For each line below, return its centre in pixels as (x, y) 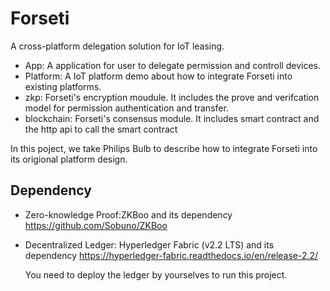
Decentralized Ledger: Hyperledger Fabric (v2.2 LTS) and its (149, 244)
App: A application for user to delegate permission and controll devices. (172, 65)
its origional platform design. (69, 159)
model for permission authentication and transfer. (126, 108)
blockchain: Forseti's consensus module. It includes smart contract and (172, 118)
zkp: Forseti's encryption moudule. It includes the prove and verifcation (172, 97)
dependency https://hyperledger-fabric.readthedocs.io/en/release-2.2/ (171, 255)
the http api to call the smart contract (101, 129)
